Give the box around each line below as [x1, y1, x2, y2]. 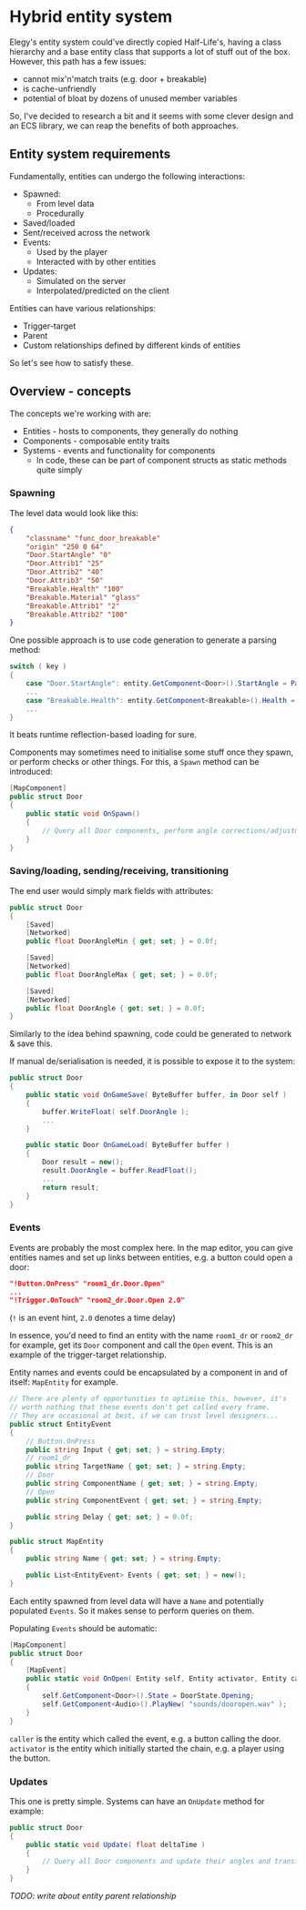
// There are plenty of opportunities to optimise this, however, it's [9, 1395, 287, 1404]
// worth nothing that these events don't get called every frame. [9, 1403, 271, 1412]
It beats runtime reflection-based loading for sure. [9, 729, 198, 740]
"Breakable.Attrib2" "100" [25, 610, 128, 619]
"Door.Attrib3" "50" [25, 576, 104, 585]
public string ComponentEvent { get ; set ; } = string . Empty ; [25, 1496, 263, 1505]
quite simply [36, 464, 83, 475]
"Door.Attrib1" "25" [25, 559, 104, 568]
